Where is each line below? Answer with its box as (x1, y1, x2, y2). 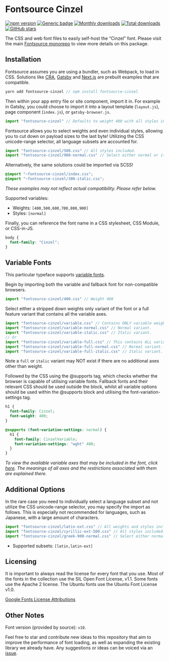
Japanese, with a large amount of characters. (5, 515, 100, 521)
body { (5, 235, 19, 240)
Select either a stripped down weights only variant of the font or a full (5, 306, 149, 312)
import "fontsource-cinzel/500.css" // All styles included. (5, 148, 136, 153)
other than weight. (5, 363, 43, 370)
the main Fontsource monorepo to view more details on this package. (5, 40, 149, 46)
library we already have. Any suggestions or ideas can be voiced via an (5, 645, 153, 651)
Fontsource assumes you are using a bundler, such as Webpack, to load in (5, 68, 159, 75)
